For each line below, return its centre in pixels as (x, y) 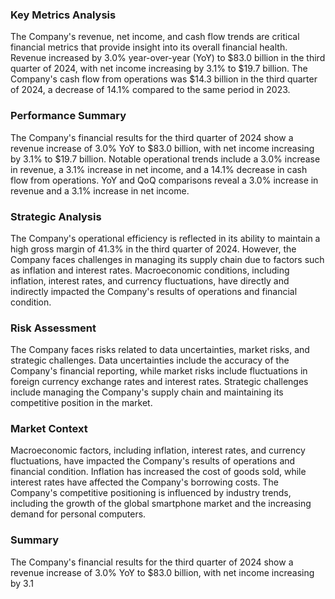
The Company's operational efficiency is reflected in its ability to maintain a (165, 238)
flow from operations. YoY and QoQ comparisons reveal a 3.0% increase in (164, 180)
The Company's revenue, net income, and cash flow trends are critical (155, 37)
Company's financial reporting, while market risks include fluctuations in (159, 371)
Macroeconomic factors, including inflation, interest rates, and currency (158, 450)
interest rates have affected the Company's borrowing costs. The (144, 482)
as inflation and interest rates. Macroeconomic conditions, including (150, 270)
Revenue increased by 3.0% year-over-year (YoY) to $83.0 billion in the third (168, 58)
